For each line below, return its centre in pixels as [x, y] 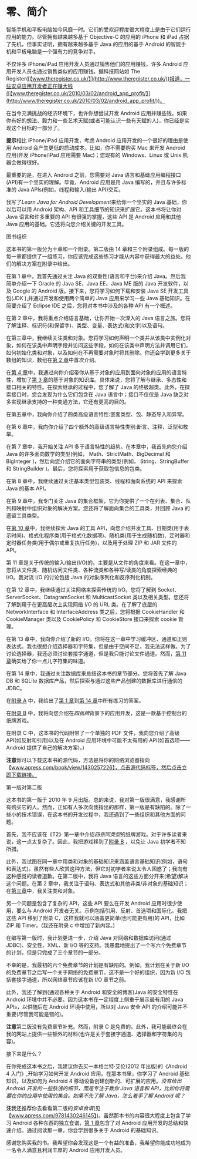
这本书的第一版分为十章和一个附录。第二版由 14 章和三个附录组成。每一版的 [98, 249]
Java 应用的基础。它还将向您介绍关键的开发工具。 [67, 224]
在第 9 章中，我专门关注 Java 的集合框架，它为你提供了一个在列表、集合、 [96, 500]
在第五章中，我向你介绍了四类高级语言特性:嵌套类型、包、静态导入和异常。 [97, 414]
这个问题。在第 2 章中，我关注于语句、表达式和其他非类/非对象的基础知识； [97, 883]
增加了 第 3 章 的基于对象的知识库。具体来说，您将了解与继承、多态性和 [101, 379]
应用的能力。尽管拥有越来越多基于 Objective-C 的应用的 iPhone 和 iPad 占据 [98, 36]
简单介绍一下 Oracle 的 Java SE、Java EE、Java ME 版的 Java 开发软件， [95, 283]
